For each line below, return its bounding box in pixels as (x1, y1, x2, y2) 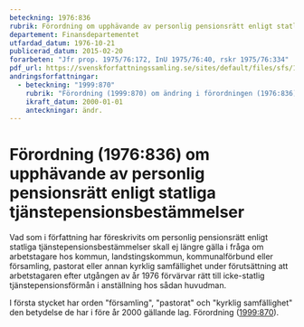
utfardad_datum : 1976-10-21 (9, 38, 116, 48)
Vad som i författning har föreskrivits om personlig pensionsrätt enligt (9, 232, 269, 243)
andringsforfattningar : (9, 72, 100, 81)
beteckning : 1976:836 (9, 13, 91, 23)
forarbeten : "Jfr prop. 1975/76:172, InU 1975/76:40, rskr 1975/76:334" (9, 55, 290, 64)
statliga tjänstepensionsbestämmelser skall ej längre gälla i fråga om (9, 241, 264, 253)
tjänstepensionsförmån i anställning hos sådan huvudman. (9, 280, 227, 291)
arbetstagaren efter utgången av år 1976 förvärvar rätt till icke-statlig (9, 270, 265, 281)
